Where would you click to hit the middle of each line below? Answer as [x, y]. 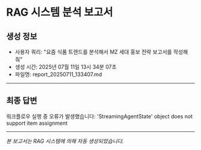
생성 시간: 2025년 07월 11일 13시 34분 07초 [66, 67]
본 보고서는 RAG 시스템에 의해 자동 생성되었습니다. [65, 141]
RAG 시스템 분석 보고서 [60, 12]
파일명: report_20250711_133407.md [58, 74]
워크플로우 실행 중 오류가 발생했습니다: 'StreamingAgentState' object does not [100, 116]
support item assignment [37, 123]
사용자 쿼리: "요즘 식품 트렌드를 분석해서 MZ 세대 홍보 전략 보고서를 [93, 52]
